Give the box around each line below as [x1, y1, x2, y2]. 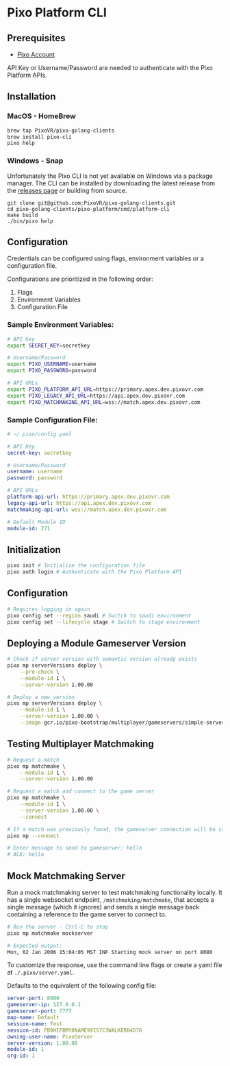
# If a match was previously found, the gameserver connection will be [7, 826, 216, 832]
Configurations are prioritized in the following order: [7, 275, 153, 283]
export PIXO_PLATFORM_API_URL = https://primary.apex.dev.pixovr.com [7, 386, 204, 393]
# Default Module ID [7, 519, 66, 525]
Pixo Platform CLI [7, 5, 107, 21]
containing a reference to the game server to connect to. [7, 910, 167, 918]
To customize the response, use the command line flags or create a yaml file [7, 961, 222, 969]
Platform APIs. [7, 71, 48, 79]
